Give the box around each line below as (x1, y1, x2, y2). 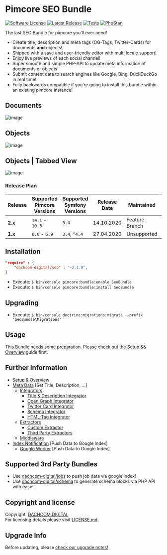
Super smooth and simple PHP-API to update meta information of (12, 60, 146, 66)
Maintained (128, 201, 156, 208)
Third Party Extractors (27, 429, 73, 435)
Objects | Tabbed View (5, 156, 77, 165)
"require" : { (5, 261, 35, 266)
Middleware (19, 435, 44, 441)
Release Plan (5, 182, 37, 189)
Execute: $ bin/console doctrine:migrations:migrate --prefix (12, 311, 143, 317)
